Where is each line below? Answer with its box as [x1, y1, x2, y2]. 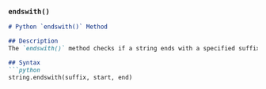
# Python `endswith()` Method [8, 23, 108, 31]
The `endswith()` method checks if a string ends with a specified [8, 45, 236, 53]
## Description [8, 37, 59, 46]
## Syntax [8, 58, 41, 66]
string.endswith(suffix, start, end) [8, 73, 133, 81]
